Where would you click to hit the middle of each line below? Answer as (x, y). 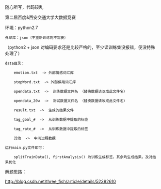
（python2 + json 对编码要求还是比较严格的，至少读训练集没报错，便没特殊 (80, 47)
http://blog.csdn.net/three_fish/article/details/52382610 (61, 181)
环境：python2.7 (22, 28)
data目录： (15, 63)
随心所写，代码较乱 (24, 7)
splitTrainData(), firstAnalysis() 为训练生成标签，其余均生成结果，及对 (83, 157)
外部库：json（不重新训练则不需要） (36, 38)
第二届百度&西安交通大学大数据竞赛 (40, 17)
